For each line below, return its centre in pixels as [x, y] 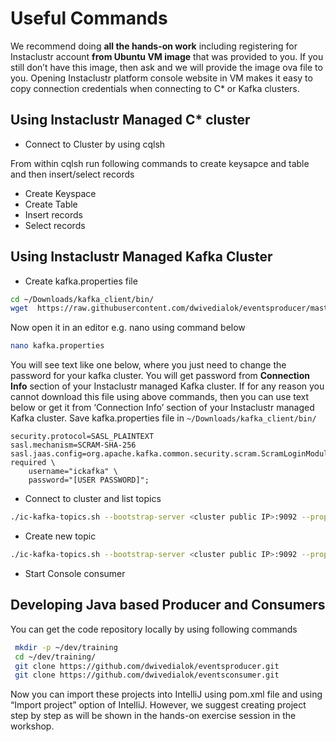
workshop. [32, 726]
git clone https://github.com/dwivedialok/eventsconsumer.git [147, 675]
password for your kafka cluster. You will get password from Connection [160, 376]
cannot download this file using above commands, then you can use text [160, 397]
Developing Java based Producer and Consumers [168, 605]
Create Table [51, 204]
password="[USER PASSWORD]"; [89, 480]
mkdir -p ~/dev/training [66, 647]
